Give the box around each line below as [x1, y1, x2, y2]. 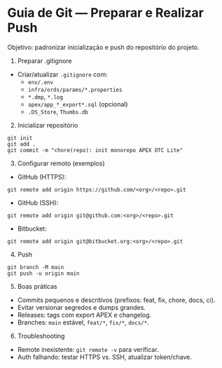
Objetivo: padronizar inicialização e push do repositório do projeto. [7, 43, 200, 51]
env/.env [27, 79, 54, 86]
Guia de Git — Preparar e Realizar [7, 5, 204, 21]
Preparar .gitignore [17, 56, 72, 64]
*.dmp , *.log [27, 93, 64, 101]
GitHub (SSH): [17, 198, 59, 207]
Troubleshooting [17, 332, 65, 340]
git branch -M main [7, 264, 64, 271]
